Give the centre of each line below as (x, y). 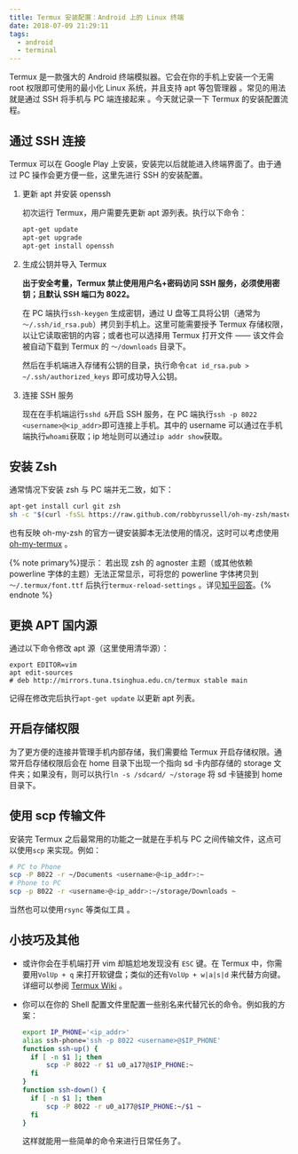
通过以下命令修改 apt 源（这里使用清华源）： (89, 648)
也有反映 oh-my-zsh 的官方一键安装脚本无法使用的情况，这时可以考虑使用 (144, 533)
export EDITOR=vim (43, 665)
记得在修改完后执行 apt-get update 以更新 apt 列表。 (105, 698)
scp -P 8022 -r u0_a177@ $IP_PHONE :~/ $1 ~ (124, 1106)
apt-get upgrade (52, 237)
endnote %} (31, 595)
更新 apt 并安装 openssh (67, 194)
